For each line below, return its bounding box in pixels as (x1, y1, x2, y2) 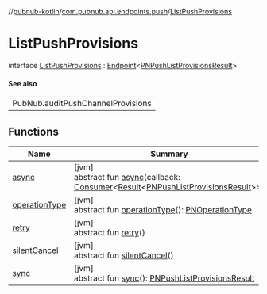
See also (8, 78, 37, 88)
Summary (150, 148, 188, 159)
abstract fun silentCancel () (74, 250, 174, 261)
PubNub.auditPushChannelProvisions (12, 98, 153, 109)
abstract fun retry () (74, 227, 145, 238)
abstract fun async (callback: (74, 171, 180, 182)
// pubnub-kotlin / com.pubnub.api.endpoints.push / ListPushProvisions (8, 7, 233, 16)
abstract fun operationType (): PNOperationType (74, 204, 252, 215)
